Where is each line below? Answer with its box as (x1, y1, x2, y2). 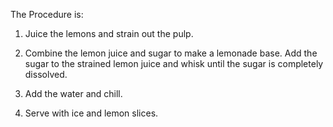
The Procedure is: (10, 9, 84, 20)
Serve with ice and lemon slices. (24, 107, 159, 119)
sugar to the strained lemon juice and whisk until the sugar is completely (24, 58, 324, 69)
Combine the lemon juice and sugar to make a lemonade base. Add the (24, 47, 318, 59)
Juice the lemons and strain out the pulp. (24, 28, 194, 39)
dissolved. (24, 69, 68, 80)
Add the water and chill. (24, 88, 123, 99)
